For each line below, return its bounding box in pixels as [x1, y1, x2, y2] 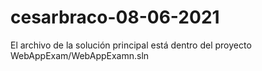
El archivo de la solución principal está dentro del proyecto [10, 39, 252, 51]
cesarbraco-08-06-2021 [10, 6, 220, 29]
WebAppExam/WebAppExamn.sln [10, 49, 150, 61]
